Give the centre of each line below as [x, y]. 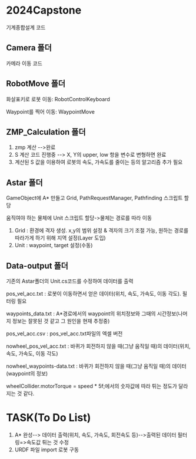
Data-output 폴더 [37, 266]
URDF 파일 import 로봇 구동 [47, 450]
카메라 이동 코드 [24, 63]
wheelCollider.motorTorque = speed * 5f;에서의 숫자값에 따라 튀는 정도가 [92, 386]
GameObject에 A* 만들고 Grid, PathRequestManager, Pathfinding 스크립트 [94, 198]
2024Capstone [44, 10]
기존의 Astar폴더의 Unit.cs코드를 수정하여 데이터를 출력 [70, 281]
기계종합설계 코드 [26, 27]
